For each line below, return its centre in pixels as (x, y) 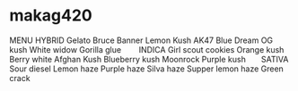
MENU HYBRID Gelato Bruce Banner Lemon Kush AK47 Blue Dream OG (141, 40)
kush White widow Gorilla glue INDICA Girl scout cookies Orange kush (147, 49)
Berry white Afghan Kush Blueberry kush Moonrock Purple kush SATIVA (149, 59)
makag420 (51, 16)
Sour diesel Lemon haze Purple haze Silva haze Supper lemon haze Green (147, 69)
